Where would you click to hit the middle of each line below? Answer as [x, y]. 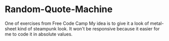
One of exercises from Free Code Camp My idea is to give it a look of [77, 23]
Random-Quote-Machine [59, 9]
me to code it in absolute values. [39, 34]
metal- [157, 23]
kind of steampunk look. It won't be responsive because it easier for [89, 28]
